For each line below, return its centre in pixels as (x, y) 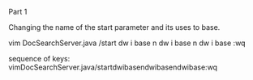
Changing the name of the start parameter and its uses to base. (114, 27)
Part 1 (18, 12)
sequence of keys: (39, 59)
